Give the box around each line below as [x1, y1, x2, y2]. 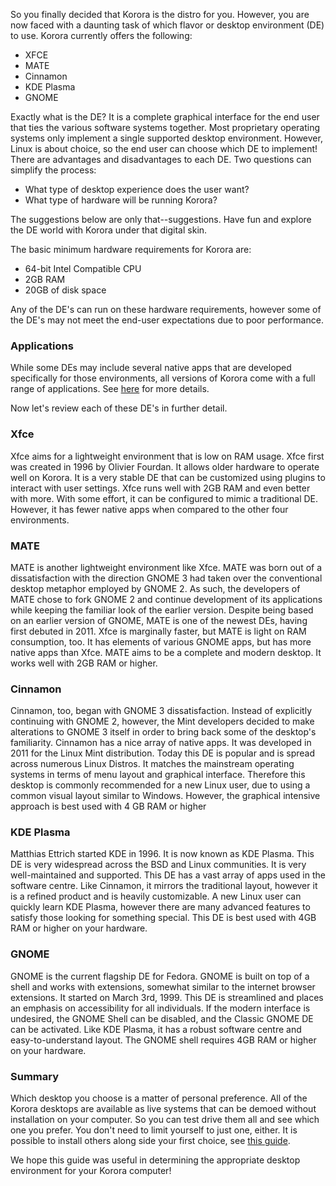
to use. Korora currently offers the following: [10, 30, 193, 41]
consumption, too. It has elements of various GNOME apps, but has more [10, 635, 312, 648]
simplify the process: [10, 164, 97, 176]
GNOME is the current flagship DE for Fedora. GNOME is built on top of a [10, 970, 310, 982]
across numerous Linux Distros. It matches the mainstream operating [10, 758, 295, 770]
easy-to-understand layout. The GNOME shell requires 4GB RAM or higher [10, 1034, 317, 1046]
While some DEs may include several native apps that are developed [10, 362, 292, 374]
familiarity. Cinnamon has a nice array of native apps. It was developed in [10, 737, 312, 749]
